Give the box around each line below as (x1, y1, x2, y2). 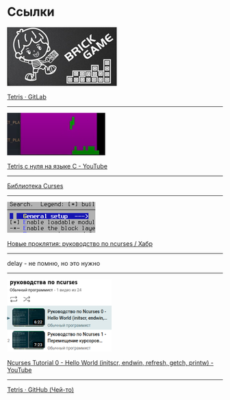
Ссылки (7, 4, 55, 20)
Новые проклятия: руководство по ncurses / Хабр (7, 239, 153, 247)
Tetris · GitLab (7, 92, 47, 101)
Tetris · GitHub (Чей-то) (7, 386, 74, 394)
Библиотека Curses (7, 182, 64, 190)
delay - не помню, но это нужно (7, 259, 101, 267)
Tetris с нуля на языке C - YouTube (7, 162, 108, 170)
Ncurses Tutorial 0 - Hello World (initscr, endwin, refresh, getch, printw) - (7, 359, 214, 367)
